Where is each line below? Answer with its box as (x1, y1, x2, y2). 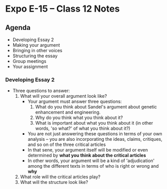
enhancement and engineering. (35, 109, 101, 116)
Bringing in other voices (12, 48, 62, 53)
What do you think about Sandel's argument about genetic (35, 104, 157, 110)
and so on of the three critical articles (27, 141, 106, 147)
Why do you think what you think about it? (35, 115, 123, 121)
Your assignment (12, 64, 48, 69)
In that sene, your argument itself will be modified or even (27, 147, 148, 153)
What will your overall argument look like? (20, 93, 107, 99)
